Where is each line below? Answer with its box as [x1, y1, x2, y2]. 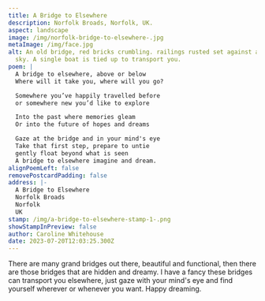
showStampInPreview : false [8, 222, 97, 231]
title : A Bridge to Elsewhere [8, 11, 108, 20]
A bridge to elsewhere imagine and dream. [15, 157, 157, 165]
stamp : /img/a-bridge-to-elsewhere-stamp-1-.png [8, 215, 171, 223]
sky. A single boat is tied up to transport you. [15, 56, 181, 64]
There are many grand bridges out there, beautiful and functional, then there [8, 259, 256, 269]
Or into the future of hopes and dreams [15, 121, 150, 128]
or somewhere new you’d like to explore [15, 99, 150, 107]
